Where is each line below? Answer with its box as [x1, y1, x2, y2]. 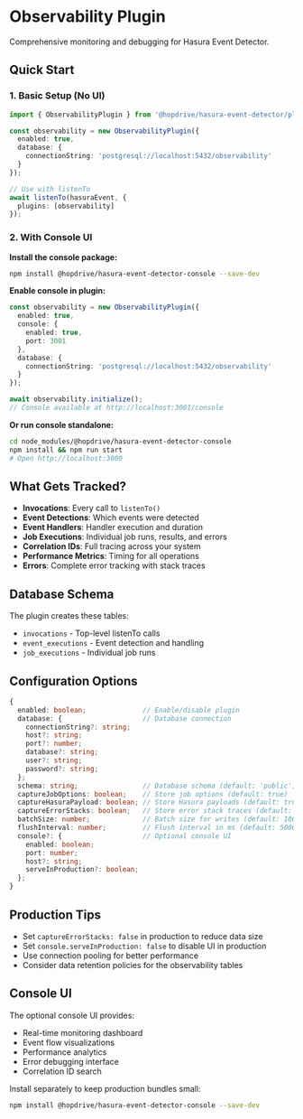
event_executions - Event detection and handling [22, 638, 205, 648]
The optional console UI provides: [9, 1010, 135, 1021]
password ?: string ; [25, 764, 99, 773]
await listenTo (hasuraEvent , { [9, 192, 127, 202]
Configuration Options [9, 673, 138, 688]
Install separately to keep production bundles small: [9, 1083, 201, 1094]
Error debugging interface [22, 1056, 120, 1067]
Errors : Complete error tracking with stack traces [22, 560, 206, 571]
